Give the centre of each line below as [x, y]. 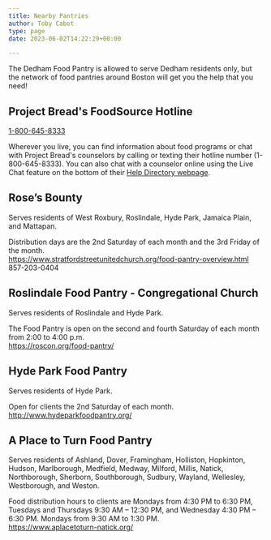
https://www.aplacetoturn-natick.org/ [71, 527]
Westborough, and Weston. [54, 486]
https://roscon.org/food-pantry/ [61, 345]
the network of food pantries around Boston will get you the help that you [131, 77]
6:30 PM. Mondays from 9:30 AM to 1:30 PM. [84, 519]
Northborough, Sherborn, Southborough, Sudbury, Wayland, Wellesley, [127, 477]
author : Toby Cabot [41, 24]
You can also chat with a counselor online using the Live [159, 164]
